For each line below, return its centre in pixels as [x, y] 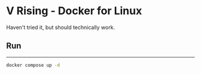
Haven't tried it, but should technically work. [61, 27]
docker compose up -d [33, 65]
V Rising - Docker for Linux [74, 11]
